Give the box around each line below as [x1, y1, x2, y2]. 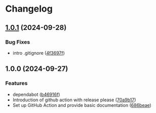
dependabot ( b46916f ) [12, 91, 60, 97]
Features [5, 80, 28, 87]
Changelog [5, 3, 53, 15]
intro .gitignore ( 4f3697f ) [12, 50, 65, 56]
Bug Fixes [5, 39, 30, 46]
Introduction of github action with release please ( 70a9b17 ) [12, 97, 136, 103]
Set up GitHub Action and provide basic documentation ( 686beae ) [12, 102, 151, 108]
